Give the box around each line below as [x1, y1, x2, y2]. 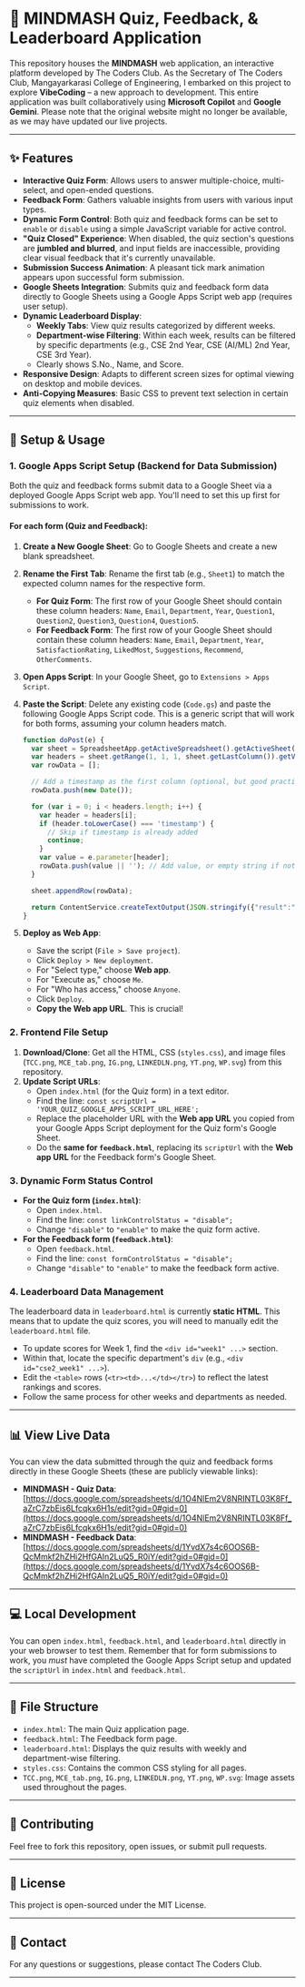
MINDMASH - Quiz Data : [22, 1483, 116, 1494]
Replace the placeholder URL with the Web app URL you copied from [35, 1113, 295, 1124]
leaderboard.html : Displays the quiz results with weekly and [22, 1743, 247, 1754]
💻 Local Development [9, 1606, 136, 1622]
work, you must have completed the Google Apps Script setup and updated [9, 1655, 292, 1666]
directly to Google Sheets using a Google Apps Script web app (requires [22, 290, 293, 301]
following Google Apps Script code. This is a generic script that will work [22, 708, 295, 718]
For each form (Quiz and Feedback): [9, 521, 148, 532]
